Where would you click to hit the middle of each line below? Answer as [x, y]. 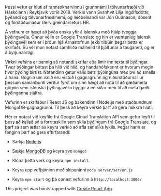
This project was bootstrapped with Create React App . [59, 188]
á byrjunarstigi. [20, 52]
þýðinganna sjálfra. [24, 93]
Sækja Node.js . [27, 142]
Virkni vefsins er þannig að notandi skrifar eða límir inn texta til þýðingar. [77, 62]
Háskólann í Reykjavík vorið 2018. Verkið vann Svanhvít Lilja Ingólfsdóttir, [77, 12]
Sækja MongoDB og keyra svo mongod [49, 151]
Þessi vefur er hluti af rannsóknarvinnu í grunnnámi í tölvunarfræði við [74, 7]
